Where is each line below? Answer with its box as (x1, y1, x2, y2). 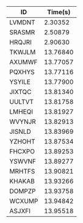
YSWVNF (9, 157, 37, 166)
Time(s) (47, 8, 71, 16)
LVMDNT (9, 18, 35, 26)
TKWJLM (9, 48, 36, 56)
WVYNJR (9, 117, 37, 126)
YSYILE (9, 78, 31, 86)
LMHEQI (9, 108, 34, 115)
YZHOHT (9, 137, 35, 145)
